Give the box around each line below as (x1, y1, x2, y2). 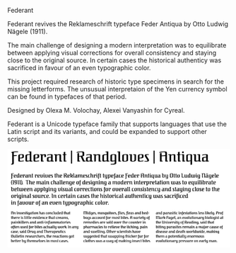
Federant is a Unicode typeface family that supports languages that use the (7, 120, 228, 128)
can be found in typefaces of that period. (7, 92, 127, 101)
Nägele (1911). (7, 28, 48, 35)
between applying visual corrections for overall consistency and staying (7, 49, 217, 57)
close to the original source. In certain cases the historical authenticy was (7, 56, 222, 64)
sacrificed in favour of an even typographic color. (7, 64, 151, 72)
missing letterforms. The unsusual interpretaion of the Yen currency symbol (7, 85, 228, 93)
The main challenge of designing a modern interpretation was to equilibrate (7, 41, 227, 49)
